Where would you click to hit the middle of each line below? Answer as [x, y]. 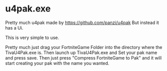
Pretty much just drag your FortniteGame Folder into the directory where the [84, 47]
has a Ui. [14, 27]
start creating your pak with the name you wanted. [57, 63]
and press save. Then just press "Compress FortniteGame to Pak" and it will [83, 57]
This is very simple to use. [32, 37]
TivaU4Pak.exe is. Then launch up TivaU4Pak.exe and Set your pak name [81, 52]
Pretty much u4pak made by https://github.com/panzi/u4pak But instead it [82, 22]
